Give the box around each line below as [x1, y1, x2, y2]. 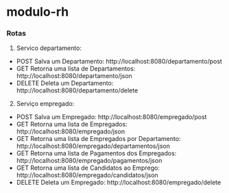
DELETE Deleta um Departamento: [16, 79, 114, 88]
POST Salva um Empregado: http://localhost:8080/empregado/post [16, 113, 207, 121]
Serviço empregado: [16, 100, 75, 108]
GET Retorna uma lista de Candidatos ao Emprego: [16, 164, 160, 172]
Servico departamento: [16, 44, 82, 52]
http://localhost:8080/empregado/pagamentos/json [16, 157, 162, 165]
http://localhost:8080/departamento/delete [16, 86, 138, 94]
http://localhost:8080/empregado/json [16, 127, 125, 136]
